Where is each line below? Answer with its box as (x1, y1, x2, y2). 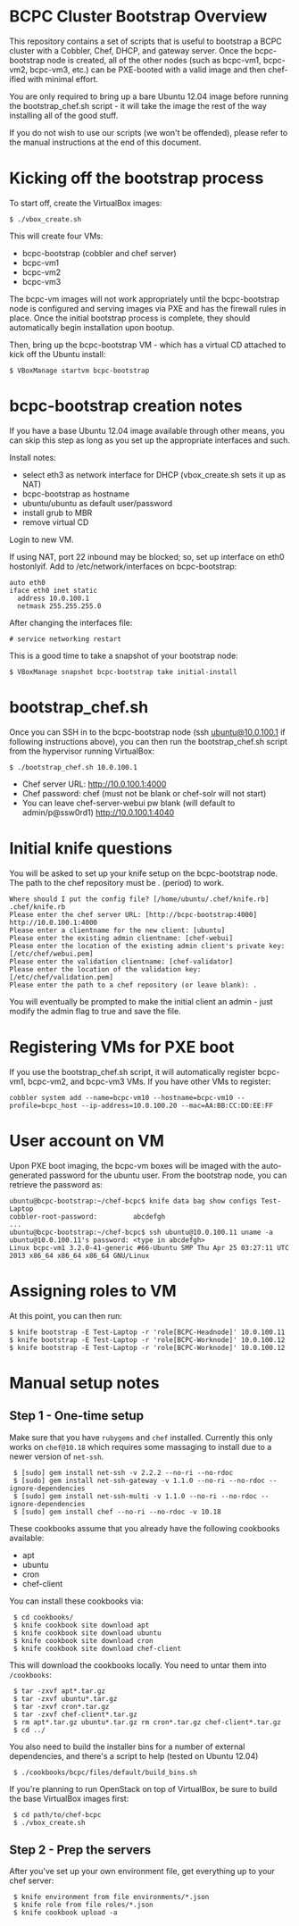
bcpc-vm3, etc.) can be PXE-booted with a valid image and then (29, 64, 266, 75)
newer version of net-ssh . (9, 1451, 104, 1462)
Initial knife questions (9, 838, 172, 858)
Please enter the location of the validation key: (9, 964, 202, 974)
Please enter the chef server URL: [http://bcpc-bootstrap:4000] (9, 910, 257, 919)
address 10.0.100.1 (17, 594, 90, 603)
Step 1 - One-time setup (9, 1408, 145, 1423)
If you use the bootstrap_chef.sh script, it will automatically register (9, 1066, 256, 1077)
